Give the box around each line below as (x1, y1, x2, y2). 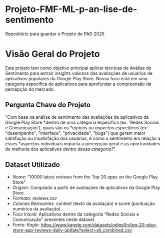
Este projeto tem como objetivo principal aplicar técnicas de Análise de (5, 65, 151, 71)
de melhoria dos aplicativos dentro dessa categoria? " (5, 146, 116, 152)
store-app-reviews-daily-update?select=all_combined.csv (12, 227, 132, 233)
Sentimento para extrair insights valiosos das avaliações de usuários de (5, 70, 152, 76)
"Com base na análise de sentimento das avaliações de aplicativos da (5, 114, 149, 120)
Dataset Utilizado (5, 160, 60, 169)
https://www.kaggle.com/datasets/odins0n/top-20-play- (40, 221, 157, 227)
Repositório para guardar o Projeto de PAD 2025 (5, 31, 105, 37)
